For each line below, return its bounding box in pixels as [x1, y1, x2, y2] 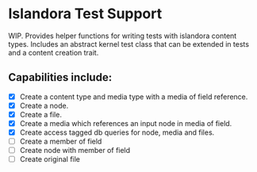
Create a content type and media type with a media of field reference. [19, 92, 248, 101]
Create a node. [19, 101, 69, 110]
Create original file [19, 155, 81, 164]
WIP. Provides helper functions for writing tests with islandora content [8, 31, 237, 40]
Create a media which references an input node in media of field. [19, 118, 232, 128]
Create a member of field [19, 136, 102, 147]
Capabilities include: [8, 71, 113, 84]
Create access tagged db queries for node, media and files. [19, 128, 215, 137]
